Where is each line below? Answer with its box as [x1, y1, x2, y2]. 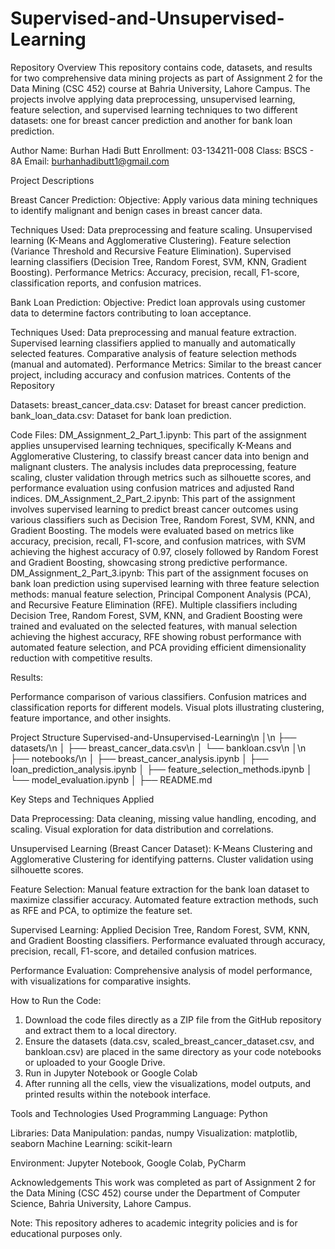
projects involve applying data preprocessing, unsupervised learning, [10, 93, 296, 105]
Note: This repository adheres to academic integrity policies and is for [10, 1217, 298, 1229]
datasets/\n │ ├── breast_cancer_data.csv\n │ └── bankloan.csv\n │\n [10, 742, 307, 754]
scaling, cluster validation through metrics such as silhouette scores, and [10, 471, 312, 483]
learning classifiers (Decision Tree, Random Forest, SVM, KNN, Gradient [10, 255, 307, 267]
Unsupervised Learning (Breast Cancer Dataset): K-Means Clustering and [10, 842, 313, 854]
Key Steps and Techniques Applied [10, 793, 155, 805]
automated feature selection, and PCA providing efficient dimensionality [10, 641, 307, 653]
